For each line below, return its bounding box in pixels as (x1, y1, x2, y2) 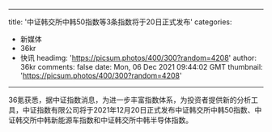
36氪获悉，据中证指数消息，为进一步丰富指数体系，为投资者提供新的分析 (8, 95, 252, 104)
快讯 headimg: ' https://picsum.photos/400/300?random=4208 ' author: (19, 53, 257, 62)
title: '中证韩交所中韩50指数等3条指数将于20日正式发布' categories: (8, 17, 232, 27)
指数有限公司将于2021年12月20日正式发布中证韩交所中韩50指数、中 (36, 105, 262, 114)
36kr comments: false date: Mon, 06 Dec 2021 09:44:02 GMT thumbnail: (19, 62, 263, 71)
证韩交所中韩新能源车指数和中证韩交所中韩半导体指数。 (8, 115, 193, 125)
